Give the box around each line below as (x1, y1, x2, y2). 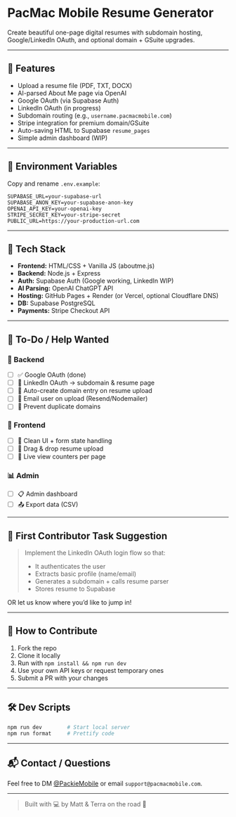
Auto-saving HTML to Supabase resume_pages (17, 126, 150, 134)
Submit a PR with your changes (17, 674, 109, 682)
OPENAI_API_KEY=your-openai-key (7, 205, 102, 212)
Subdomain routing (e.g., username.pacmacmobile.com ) (17, 111, 172, 120)
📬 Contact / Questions (7, 757, 111, 769)
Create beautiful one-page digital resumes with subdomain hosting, (7, 28, 203, 37)
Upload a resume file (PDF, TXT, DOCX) (17, 81, 133, 89)
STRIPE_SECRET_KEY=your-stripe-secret (7, 211, 121, 219)
